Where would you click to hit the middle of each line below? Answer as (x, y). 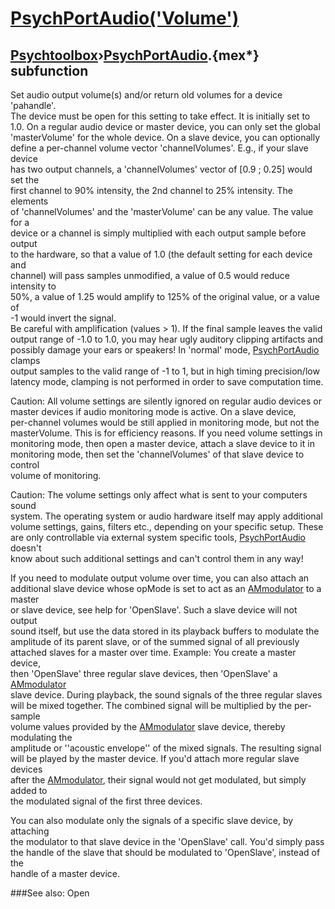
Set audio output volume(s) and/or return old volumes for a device (146, 95)
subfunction (49, 70)
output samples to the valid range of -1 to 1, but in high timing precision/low (165, 371)
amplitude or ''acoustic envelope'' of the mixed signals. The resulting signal (166, 748)
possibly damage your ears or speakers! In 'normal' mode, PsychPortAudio (165, 350)
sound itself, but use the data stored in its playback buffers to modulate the (165, 631)
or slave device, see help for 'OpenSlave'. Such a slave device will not (154, 610)
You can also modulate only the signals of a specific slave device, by (152, 820)
